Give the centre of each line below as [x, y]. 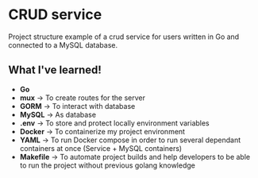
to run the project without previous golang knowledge [108, 165]
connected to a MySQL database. [63, 44]
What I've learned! [55, 70]
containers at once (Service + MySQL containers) [101, 148]
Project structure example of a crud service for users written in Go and [124, 37]
